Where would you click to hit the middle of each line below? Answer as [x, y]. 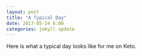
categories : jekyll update [41, 29]
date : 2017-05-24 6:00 [35, 23]
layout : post [23, 12]
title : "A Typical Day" [37, 18]
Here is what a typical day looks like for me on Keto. [72, 46]
